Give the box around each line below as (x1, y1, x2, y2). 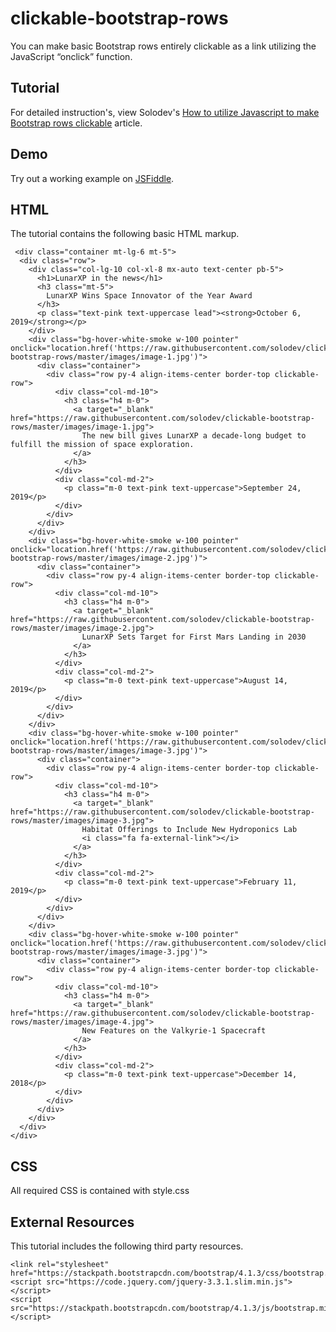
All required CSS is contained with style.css (10, 1185, 190, 1197)
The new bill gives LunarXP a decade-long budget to (81, 431, 307, 441)
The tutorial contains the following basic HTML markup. (10, 228, 240, 240)
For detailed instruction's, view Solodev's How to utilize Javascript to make (10, 106, 320, 118)
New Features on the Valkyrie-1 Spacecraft (81, 1026, 267, 1036)
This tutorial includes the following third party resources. (10, 1240, 244, 1252)
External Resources (10, 1213, 135, 1231)
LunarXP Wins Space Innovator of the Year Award (46, 291, 253, 301)
